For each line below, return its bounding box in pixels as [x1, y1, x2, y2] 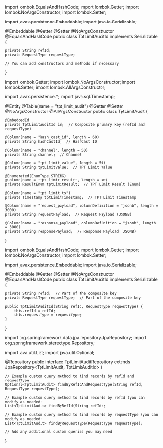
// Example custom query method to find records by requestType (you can [5, 412, 159, 417]
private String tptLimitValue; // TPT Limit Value [5, 165, 112, 170]
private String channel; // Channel [5, 152, 82, 157]
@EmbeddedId [5, 118, 29, 123]
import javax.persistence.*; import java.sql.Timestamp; [5, 94, 115, 99]
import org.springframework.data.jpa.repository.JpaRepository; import [5, 335, 147, 340]
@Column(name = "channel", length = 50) [5, 148, 89, 153]
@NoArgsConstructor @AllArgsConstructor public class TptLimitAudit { [5, 109, 148, 114]
